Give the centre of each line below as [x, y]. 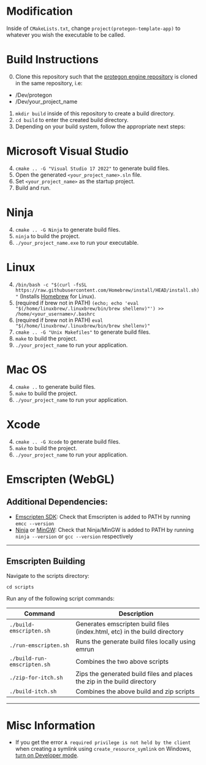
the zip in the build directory [116, 682]
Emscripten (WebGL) [61, 479]
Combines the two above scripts [122, 662]
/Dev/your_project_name [46, 101]
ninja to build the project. [48, 236]
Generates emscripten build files [123, 624]
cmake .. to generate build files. [55, 386]
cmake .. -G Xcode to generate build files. [68, 441]
